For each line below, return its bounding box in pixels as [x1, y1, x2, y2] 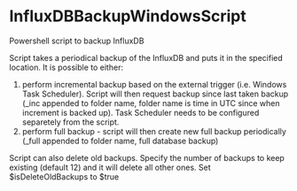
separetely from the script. [21, 117, 120, 127]
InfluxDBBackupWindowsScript [9, 6, 246, 27]
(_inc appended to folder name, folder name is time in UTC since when [21, 97, 281, 108]
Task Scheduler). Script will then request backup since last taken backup [21, 88, 289, 99]
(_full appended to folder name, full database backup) [21, 135, 219, 146]
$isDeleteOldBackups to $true [9, 171, 120, 182]
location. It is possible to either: [9, 62, 124, 73]
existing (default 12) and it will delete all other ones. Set [9, 162, 211, 172]
